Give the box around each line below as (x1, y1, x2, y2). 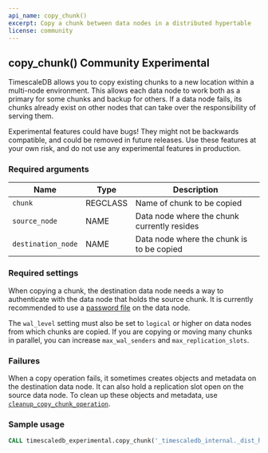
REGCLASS (85, 197, 128, 209)
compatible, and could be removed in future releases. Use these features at (8, 135, 257, 145)
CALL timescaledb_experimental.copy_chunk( (8, 437, 156, 445)
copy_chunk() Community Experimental (8, 56, 210, 70)
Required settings (8, 268, 79, 279)
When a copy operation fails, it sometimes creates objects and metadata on (8, 373, 257, 383)
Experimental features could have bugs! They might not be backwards (8, 127, 239, 137)
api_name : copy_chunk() (8, 11, 88, 20)
